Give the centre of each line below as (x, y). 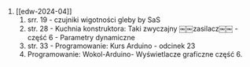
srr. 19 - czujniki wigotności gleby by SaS (94, 20)
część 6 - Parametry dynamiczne (81, 37)
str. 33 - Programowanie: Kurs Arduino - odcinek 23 (111, 46)
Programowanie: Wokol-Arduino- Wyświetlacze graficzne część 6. (135, 54)
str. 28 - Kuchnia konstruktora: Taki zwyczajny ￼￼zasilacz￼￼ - (132, 28)
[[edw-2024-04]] (44, 11)
